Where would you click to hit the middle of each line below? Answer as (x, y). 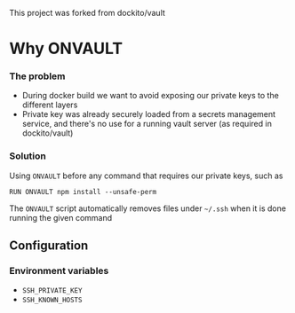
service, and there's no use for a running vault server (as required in (147, 124)
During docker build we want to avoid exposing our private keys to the (151, 96)
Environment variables (59, 271)
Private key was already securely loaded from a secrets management (149, 114)
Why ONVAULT (66, 49)
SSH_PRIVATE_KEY (52, 291)
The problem (37, 76)
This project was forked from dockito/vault (88, 13)
